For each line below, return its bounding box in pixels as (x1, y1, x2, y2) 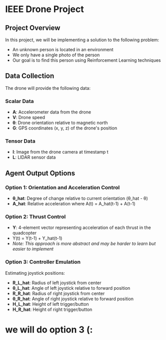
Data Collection (5, 72, 54, 80)
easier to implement (12, 246, 54, 252)
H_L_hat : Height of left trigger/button (12, 301, 89, 307)
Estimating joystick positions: (5, 270, 65, 276)
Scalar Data (5, 97, 34, 104)
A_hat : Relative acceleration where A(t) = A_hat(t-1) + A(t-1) (12, 201, 136, 207)
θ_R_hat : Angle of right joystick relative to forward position (12, 295, 134, 302)
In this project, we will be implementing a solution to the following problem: (5, 37, 159, 43)
